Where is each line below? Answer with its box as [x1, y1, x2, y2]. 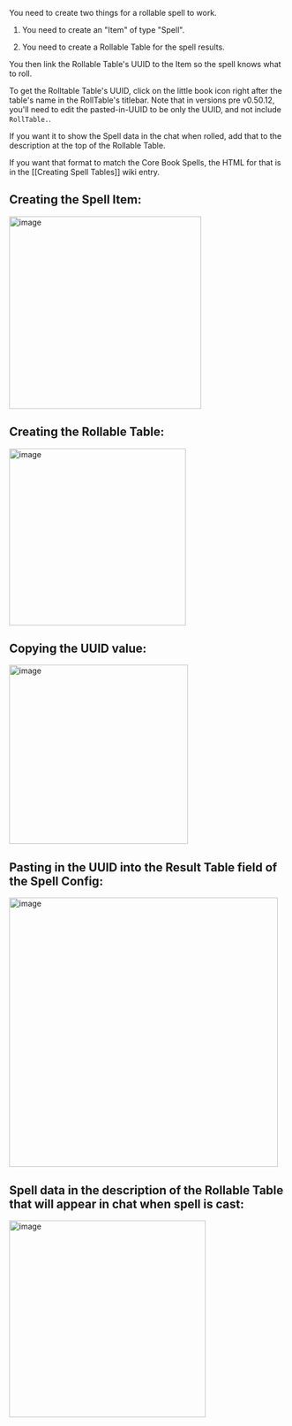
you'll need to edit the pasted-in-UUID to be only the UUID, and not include [9, 104, 282, 114]
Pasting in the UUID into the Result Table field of [9, 860, 278, 875]
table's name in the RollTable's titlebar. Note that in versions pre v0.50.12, [9, 95, 275, 105]
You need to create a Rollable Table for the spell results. [21, 42, 225, 52]
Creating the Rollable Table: [9, 425, 165, 440]
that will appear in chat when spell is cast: [9, 1196, 244, 1211]
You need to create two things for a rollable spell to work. [9, 8, 218, 18]
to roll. [9, 68, 33, 79]
